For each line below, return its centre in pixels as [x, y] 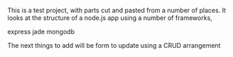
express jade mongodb [41, 32]
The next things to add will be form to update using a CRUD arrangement [114, 45]
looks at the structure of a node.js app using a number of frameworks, [110, 18]
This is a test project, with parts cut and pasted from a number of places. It [116, 10]
